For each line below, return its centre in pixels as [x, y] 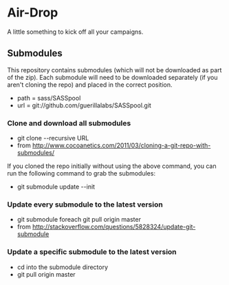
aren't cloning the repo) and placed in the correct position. [90, 85]
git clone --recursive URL [53, 138]
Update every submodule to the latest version [85, 204]
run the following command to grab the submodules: [81, 173]
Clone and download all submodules [69, 123]
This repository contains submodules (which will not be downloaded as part [115, 70]
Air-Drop [33, 13]
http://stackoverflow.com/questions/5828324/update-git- [114, 227]
